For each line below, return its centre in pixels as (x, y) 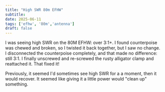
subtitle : (15, 14)
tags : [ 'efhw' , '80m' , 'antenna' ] (40, 24)
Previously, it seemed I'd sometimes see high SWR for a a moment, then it (81, 73)
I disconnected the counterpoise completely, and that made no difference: (81, 53)
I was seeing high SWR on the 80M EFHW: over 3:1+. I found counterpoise (81, 42)
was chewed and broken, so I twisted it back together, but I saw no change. (83, 48)
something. (17, 84)
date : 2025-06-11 (23, 19)
